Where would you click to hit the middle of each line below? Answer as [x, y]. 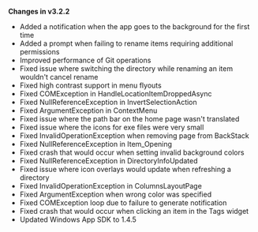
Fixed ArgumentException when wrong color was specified [115, 194]
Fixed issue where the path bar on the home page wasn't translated [129, 119]
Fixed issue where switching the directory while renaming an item [126, 69]
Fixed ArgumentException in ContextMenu [88, 110]
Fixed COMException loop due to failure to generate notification [123, 203]
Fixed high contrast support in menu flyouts [90, 85]
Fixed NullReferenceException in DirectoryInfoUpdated [108, 161]
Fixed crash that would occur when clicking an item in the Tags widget [134, 211]
